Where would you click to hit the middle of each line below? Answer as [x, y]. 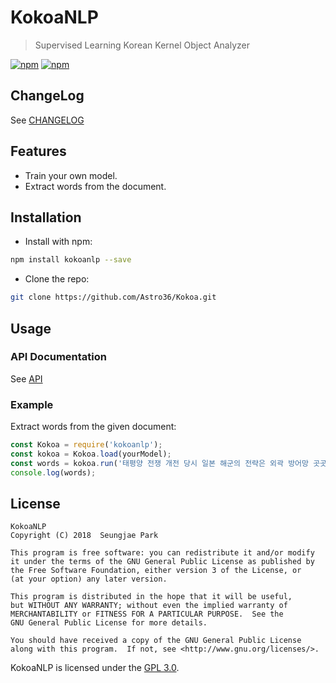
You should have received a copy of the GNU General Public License [156, 641]
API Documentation [59, 357]
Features [38, 151]
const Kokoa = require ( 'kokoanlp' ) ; [86, 445]
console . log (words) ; [53, 472]
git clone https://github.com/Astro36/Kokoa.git [113, 297]
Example [32, 404]
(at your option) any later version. [89, 579]
